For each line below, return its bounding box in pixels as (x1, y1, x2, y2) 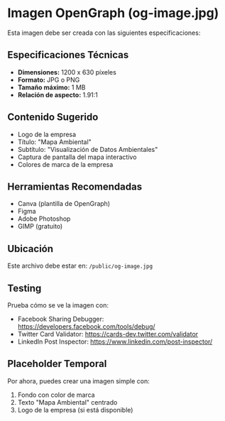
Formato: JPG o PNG (17, 75, 80, 84)
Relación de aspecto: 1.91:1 (17, 90, 98, 99)
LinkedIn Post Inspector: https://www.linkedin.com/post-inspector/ (17, 337, 213, 346)
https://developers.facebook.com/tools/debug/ (17, 322, 155, 331)
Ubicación (7, 243, 54, 255)
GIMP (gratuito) (17, 222, 63, 231)
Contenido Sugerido (7, 111, 99, 124)
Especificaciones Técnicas (7, 49, 129, 61)
